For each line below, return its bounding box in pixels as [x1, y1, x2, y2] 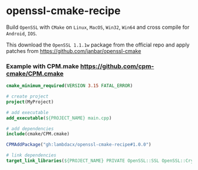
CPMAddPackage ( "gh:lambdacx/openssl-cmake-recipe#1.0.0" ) [6, 142, 151, 148]
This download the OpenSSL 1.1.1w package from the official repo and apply [6, 41, 190, 48]
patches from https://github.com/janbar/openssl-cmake [6, 47, 141, 54]
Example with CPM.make [6, 62, 80, 70]
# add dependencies [6, 125, 54, 132]
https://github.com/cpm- [80, 62, 154, 70]
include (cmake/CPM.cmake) [6, 131, 70, 137]
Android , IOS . [6, 29, 37, 36]
